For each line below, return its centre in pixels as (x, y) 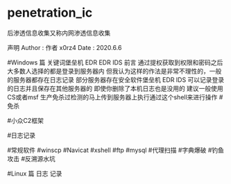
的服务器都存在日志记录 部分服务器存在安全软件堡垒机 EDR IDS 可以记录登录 (116, 80)
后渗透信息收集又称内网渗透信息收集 (59, 33)
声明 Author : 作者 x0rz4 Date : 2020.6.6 (65, 47)
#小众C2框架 (25, 120)
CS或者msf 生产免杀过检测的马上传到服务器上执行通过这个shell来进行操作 (112, 97)
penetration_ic (50, 13)
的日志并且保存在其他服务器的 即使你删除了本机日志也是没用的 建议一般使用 (115, 88)
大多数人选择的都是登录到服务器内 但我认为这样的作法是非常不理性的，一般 (114, 71)
